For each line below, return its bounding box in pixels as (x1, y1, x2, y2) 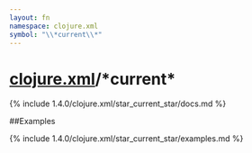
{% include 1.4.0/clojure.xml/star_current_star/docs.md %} (9, 98, 227, 109)
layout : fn (9, 13, 50, 22)
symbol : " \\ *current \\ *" (9, 30, 103, 39)
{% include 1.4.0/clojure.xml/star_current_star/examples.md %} (9, 133, 244, 144)
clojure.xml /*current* (9, 68, 176, 89)
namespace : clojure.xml (9, 22, 99, 31)
